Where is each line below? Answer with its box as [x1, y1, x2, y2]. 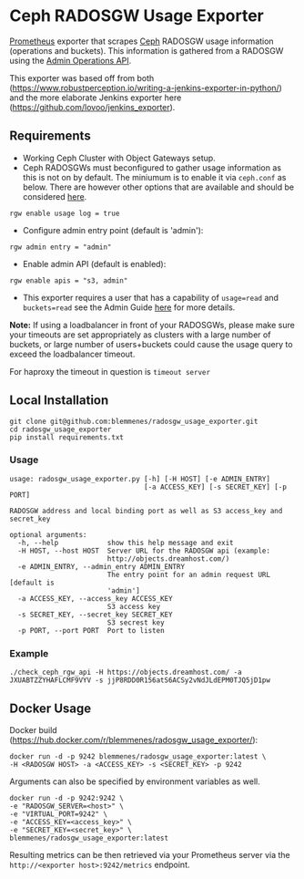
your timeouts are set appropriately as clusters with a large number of [9, 329, 271, 340]
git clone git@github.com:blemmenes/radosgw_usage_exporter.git [9, 417, 258, 426]
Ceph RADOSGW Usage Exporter [9, 5, 264, 26]
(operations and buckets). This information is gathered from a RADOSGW [9, 45, 284, 56]
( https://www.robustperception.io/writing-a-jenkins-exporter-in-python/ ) [9, 82, 282, 93]
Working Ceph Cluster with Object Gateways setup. [22, 152, 216, 163]
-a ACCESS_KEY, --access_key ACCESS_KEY [17, 594, 173, 603]
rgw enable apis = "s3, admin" [9, 275, 128, 285]
